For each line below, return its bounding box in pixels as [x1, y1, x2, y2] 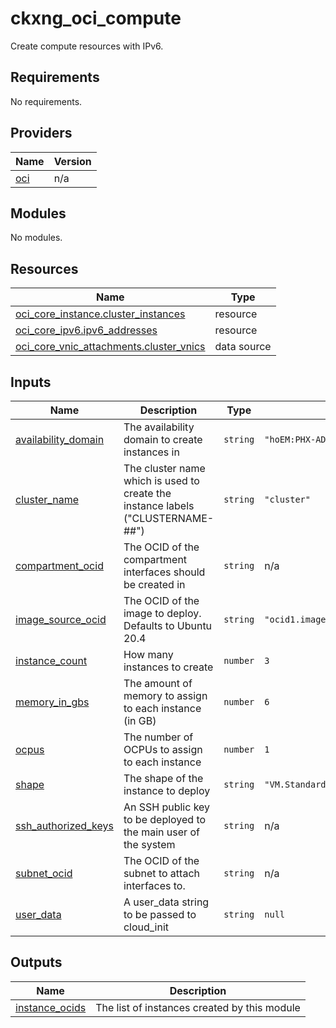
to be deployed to [123, 813, 207, 826]
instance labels [123, 499, 195, 512]
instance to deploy [123, 784, 211, 797]
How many [123, 648, 174, 661]
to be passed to [123, 908, 197, 921]
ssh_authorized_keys [15, 819, 114, 832]
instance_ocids [15, 1000, 87, 1014]
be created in [123, 578, 186, 591]
